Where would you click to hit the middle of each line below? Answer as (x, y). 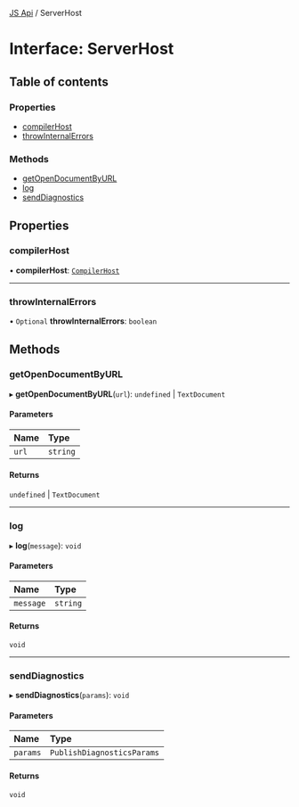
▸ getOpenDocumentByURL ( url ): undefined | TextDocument (117, 394)
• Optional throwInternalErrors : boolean (83, 321)
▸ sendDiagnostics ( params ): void (69, 696)
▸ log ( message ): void (45, 545)
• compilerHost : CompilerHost (65, 270)
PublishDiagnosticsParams (105, 753)
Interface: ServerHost (92, 49)
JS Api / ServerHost (46, 13)
